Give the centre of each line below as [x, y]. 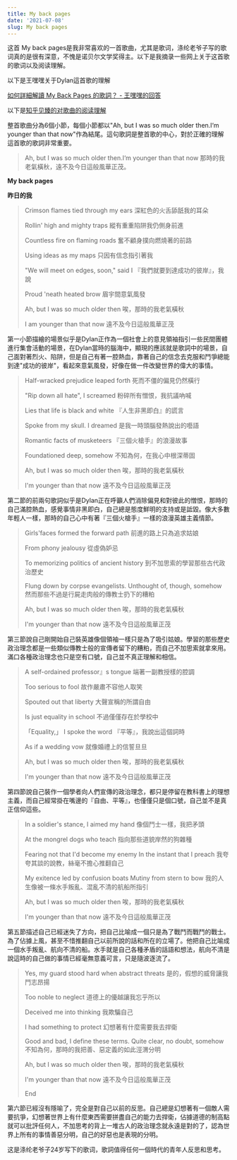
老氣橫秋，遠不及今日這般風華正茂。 [77, 167]
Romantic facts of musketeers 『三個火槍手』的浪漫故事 [106, 441]
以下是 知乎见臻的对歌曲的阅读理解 [57, 111]
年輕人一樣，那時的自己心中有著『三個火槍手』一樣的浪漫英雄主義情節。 [112, 518]
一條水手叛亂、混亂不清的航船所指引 [96, 887]
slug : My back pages [38, 27]
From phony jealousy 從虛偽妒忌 [71, 548]
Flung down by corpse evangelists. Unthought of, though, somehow [123, 586]
